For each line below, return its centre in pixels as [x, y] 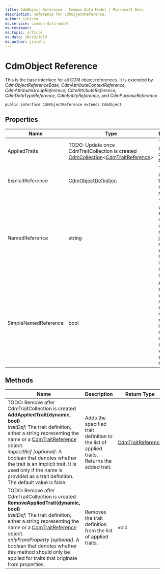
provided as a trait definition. [41, 476]
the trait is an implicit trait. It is [42, 464]
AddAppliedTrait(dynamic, [39, 415]
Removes [96, 512]
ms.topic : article [24, 33]
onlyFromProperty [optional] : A [43, 540]
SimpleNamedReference [36, 323]
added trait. [98, 467]
